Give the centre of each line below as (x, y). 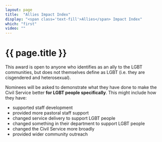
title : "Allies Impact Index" (38, 14)
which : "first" (21, 24)
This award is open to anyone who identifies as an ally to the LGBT (74, 67)
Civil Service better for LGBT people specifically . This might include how (81, 92)
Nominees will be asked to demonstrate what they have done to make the (81, 87)
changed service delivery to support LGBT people (64, 118)
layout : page (19, 10)
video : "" (16, 28)
